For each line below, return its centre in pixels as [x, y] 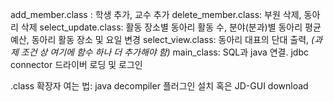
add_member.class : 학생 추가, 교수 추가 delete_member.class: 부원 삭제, [156, 14]
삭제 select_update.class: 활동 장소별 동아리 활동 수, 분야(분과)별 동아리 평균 [171, 27]
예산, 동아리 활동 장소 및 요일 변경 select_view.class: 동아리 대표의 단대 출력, [160, 39]
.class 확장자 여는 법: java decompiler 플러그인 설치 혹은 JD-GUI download [159, 86]
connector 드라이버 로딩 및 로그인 [76, 64]
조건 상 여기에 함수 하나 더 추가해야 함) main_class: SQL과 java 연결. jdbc [165, 52]
